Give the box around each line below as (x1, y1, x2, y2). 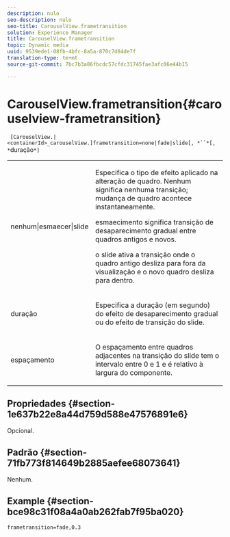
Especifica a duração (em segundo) (94, 300, 211, 310)
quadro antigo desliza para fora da (94, 258, 206, 267)
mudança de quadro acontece (94, 193, 192, 202)
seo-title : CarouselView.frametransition (7, 23, 127, 29)
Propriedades (7, 397, 66, 409)
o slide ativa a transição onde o (94, 250, 196, 259)
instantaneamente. (94, 202, 155, 211)
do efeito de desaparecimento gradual (94, 309, 218, 318)
